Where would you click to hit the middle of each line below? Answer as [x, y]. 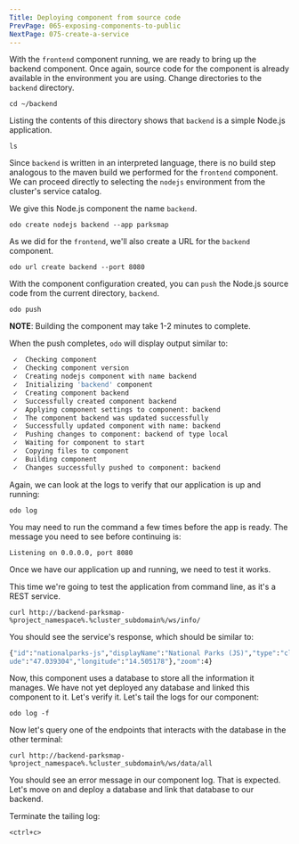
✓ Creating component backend [71, 393]
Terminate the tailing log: [55, 816]
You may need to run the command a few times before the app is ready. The [149, 527]
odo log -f [29, 714]
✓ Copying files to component [71, 451]
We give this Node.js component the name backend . [103, 209]
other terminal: [36, 740]
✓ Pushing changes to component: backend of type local [121, 434]
